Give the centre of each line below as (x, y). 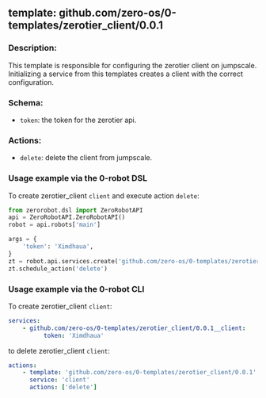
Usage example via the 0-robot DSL (78, 178)
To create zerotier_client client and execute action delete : (104, 195)
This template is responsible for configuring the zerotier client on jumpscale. (133, 65)
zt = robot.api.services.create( (63, 261)
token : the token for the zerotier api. (78, 120)
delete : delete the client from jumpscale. (86, 158)
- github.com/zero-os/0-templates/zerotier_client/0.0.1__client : (134, 328)
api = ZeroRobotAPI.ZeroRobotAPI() (67, 217)
